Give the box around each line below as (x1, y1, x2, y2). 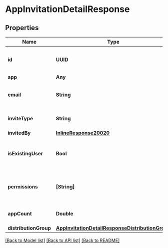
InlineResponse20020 (55, 129, 110, 136)
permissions (7, 183, 38, 190)
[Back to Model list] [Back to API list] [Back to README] (5, 237, 120, 243)
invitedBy (7, 129, 31, 136)
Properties (5, 24, 39, 32)
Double (55, 210, 73, 217)
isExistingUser (7, 150, 43, 157)
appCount (7, 210, 32, 217)
